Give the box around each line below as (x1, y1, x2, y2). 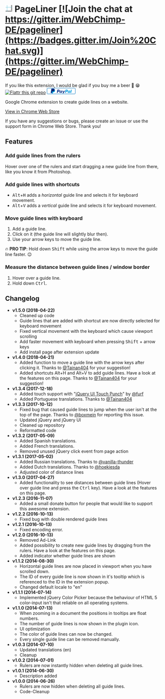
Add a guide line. (12, 226, 47, 232)
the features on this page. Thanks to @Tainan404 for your (19, 375, 137, 381)
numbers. (19, 615, 39, 621)
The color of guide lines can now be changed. (19, 631, 113, 637)
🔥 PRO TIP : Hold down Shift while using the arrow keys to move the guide (5, 246, 158, 252)
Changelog (5, 294, 40, 303)
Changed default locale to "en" (19, 584, 82, 590)
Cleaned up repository (19, 422, 65, 428)
